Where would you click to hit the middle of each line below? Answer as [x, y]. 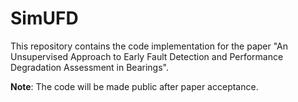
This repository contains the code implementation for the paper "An [149, 46]
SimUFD [44, 18]
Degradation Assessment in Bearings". [89, 67]
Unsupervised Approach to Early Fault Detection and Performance [147, 56]
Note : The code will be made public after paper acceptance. [134, 86]
